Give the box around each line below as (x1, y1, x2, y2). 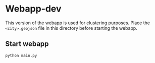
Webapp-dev (5, 3, 62, 15)
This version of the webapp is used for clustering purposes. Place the (5, 20, 150, 26)
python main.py (5, 53, 37, 58)
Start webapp (5, 40, 49, 48)
